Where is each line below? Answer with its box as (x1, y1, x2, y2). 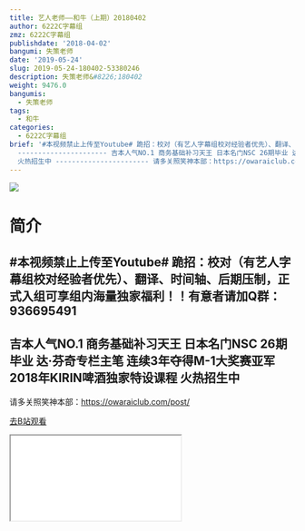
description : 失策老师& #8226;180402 (9, 73, 143, 82)
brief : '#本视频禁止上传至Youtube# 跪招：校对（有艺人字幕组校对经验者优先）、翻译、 (9, 140, 296, 149)
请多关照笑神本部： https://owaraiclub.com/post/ (9, 396, 191, 407)
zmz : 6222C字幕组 (9, 30, 71, 39)
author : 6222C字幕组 (9, 22, 84, 31)
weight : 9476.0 (9, 81, 67, 90)
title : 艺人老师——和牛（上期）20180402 (9, 13, 147, 23)
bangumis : (9, 89, 47, 98)
